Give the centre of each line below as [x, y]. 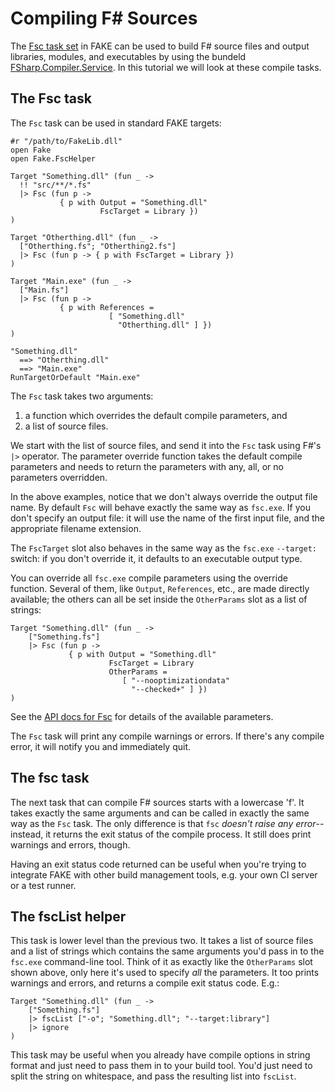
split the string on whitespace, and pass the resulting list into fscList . [153, 1076]
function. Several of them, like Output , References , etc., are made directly [160, 588]
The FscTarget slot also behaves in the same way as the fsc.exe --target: [163, 548]
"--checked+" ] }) [169, 689]
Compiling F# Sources [104, 18]
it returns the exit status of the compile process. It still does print [178, 834]
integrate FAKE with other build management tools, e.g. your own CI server [164, 874]
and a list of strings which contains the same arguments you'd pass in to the [167, 951]
